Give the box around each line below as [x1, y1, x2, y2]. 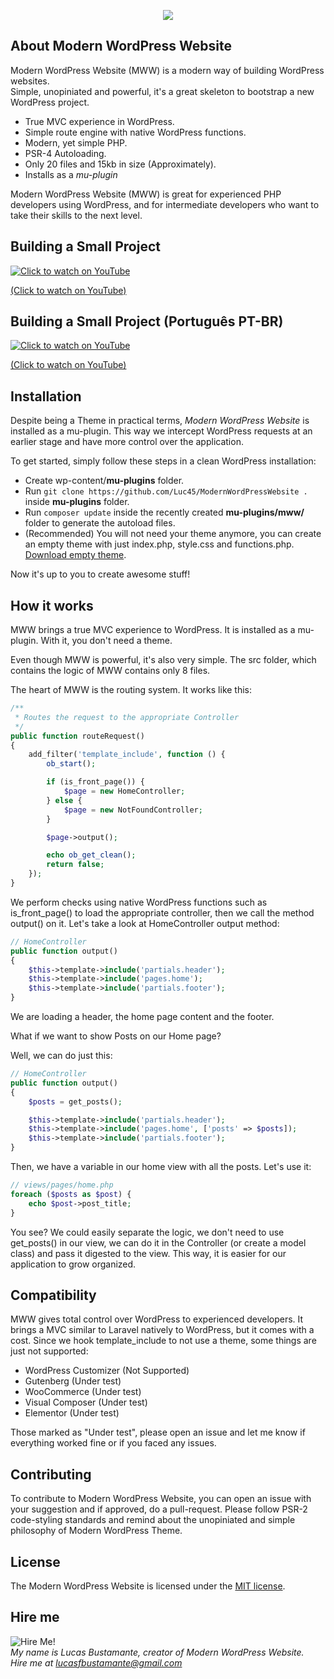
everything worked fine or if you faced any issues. [10, 1437, 217, 1449]
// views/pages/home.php [10, 1180, 114, 1190]
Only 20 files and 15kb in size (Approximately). [24, 158, 217, 170]
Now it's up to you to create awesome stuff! [10, 568, 191, 580]
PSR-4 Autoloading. [24, 147, 107, 159]
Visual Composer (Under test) [24, 1396, 148, 1409]
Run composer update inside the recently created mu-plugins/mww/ [24, 506, 305, 519]
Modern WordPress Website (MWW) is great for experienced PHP [10, 188, 282, 200]
